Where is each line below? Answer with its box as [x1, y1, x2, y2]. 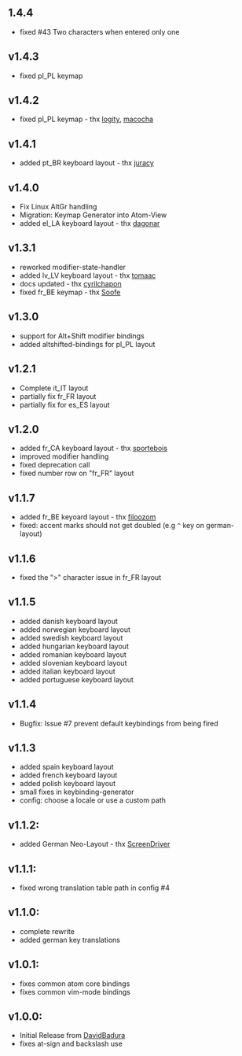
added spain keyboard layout [19, 762, 114, 772]
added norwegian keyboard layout [19, 625, 131, 634]
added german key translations [19, 935, 120, 944]
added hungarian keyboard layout [19, 641, 130, 651]
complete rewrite [19, 926, 75, 936]
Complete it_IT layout [19, 383, 89, 393]
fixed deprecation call [19, 460, 90, 470]
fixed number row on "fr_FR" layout [19, 468, 134, 478]
